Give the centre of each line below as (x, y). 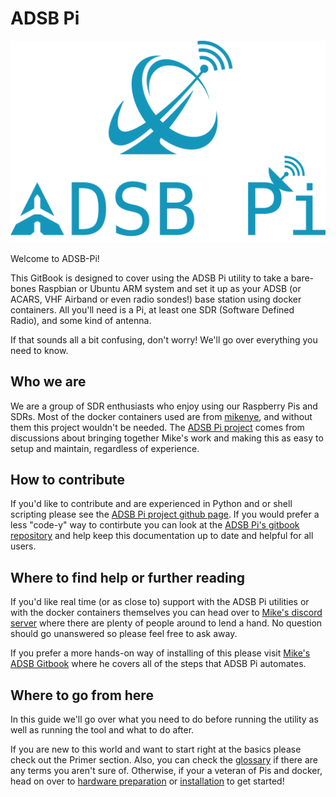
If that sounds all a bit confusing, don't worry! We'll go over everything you (164, 339)
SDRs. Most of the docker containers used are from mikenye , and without (161, 416)
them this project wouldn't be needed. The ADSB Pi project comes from (157, 427)
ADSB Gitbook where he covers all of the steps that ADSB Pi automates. (158, 664)
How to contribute (68, 480)
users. (23, 546)
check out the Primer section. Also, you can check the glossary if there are (164, 760)
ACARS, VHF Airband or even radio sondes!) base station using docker (156, 299)
